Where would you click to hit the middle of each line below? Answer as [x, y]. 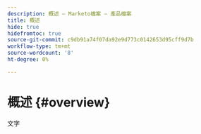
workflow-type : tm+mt [39, 46]
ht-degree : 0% [28, 60]
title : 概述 [24, 20]
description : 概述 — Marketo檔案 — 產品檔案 [69, 14]
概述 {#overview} [59, 102]
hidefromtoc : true [34, 33]
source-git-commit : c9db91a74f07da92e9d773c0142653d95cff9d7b [100, 40]
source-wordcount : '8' [41, 53]
